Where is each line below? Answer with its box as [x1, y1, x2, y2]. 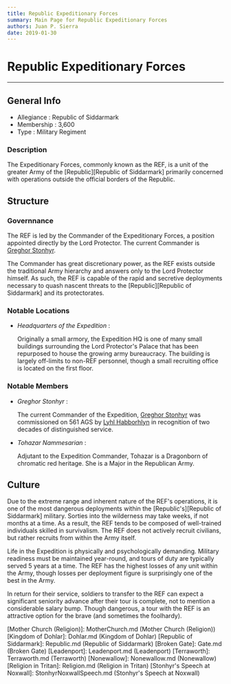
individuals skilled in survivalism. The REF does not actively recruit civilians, [7, 526, 221, 535]
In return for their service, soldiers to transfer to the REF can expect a [7, 590, 204, 598]
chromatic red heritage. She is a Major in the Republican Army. [16, 459, 195, 467]
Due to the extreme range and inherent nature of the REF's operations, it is [7, 497, 218, 506]
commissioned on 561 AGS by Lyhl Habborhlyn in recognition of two [16, 417, 210, 426]
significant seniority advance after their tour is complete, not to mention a [7, 597, 215, 605]
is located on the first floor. [16, 364, 94, 373]
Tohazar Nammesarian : [16, 438, 87, 446]
